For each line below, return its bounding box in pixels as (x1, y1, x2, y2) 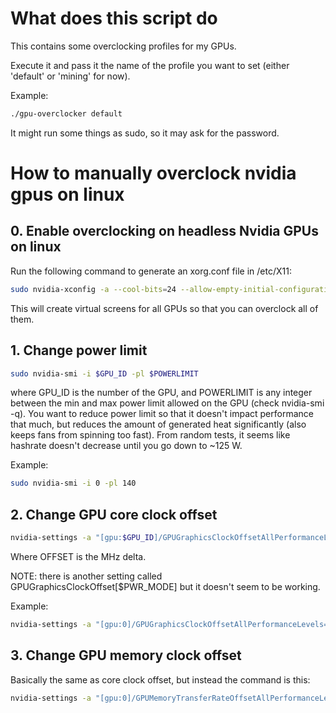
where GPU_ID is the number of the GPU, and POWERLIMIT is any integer (10, 387, 313, 399)
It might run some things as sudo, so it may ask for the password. (10, 127, 280, 139)
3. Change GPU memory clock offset (10, 647, 242, 664)
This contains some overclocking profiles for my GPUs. (10, 40, 237, 52)
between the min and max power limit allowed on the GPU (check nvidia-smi (10, 397, 325, 409)
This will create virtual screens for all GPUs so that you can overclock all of (10, 302, 319, 314)
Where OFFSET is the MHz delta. (10, 550, 147, 562)
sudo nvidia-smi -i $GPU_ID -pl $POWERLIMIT (10, 368, 199, 379)
